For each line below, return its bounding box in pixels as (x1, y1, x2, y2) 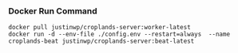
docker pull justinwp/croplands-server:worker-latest (8, 24, 192, 32)
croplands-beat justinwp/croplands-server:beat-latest (8, 37, 195, 45)
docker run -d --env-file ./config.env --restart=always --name (8, 30, 230, 39)
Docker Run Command (8, 6, 97, 17)
